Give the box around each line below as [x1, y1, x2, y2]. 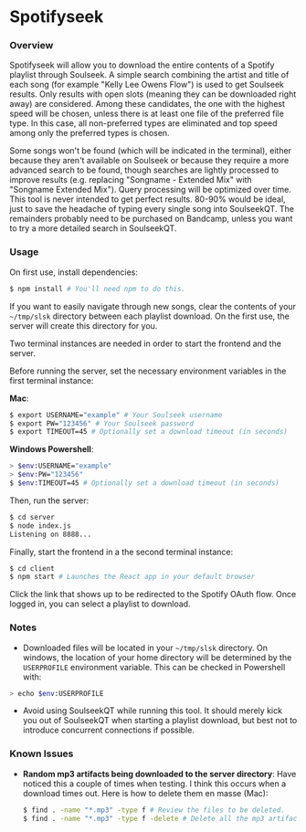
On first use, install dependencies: [9, 267, 139, 278]
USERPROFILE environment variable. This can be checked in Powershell [22, 661, 286, 672]
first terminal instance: [9, 374, 94, 385]
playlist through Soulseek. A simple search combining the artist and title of [9, 69, 290, 80]
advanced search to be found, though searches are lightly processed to [9, 164, 280, 175]
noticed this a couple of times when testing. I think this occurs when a [22, 778, 286, 789]
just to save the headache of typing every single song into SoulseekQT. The [9, 204, 295, 215]
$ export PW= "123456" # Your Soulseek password [9, 418, 195, 428]
